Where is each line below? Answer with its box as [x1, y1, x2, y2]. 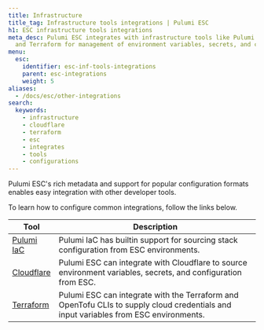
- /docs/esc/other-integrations [15, 92, 122, 100]
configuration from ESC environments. [58, 244, 200, 255]
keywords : [15, 107, 47, 115]
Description [133, 222, 178, 233]
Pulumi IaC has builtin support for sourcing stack [58, 235, 238, 246]
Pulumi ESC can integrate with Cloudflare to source [58, 257, 247, 268]
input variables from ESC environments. [58, 310, 205, 321]
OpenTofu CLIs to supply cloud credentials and [58, 299, 232, 310]
